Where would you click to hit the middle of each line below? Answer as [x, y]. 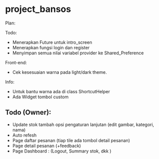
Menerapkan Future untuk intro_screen [52, 42]
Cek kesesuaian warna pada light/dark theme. [60, 72]
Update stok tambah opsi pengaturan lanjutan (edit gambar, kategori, [83, 124]
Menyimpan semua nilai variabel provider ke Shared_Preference [78, 53]
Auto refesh [24, 135]
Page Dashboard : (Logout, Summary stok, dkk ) [62, 151]
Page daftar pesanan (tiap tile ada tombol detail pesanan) [71, 140]
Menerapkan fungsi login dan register [51, 47]
